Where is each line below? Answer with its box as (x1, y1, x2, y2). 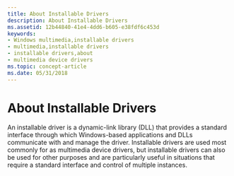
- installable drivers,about (7, 50, 93, 57)
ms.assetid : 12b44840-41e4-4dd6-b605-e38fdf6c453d (7, 23, 160, 30)
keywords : (7, 30, 37, 37)
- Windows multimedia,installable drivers (7, 37, 134, 44)
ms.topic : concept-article (7, 63, 87, 70)
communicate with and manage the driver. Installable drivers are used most (7, 139, 227, 147)
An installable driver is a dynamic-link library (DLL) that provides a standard (7, 123, 228, 131)
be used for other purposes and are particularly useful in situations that (7, 153, 216, 162)
